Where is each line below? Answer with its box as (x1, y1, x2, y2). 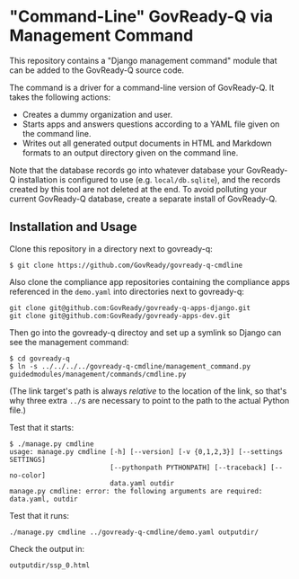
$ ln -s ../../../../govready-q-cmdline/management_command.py (9, 361, 251, 370)
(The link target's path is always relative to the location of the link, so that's (9, 385, 287, 396)
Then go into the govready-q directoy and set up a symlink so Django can (9, 326, 282, 338)
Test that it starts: (9, 422, 75, 432)
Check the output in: (9, 543, 85, 554)
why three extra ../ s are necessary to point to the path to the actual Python (9, 395, 290, 405)
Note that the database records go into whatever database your (9, 165, 245, 175)
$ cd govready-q (9, 353, 70, 363)
